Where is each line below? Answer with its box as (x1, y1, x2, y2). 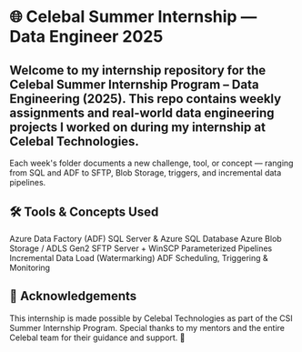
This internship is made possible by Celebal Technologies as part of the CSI (9, 312, 293, 324)
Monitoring (9, 262, 51, 273)
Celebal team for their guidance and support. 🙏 (9, 332, 186, 343)
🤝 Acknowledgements (9, 288, 137, 304)
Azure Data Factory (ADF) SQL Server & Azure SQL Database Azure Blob (9, 233, 282, 244)
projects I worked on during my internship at (9, 119, 267, 135)
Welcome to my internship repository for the (9, 62, 267, 78)
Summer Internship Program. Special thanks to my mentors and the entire (9, 322, 285, 333)
